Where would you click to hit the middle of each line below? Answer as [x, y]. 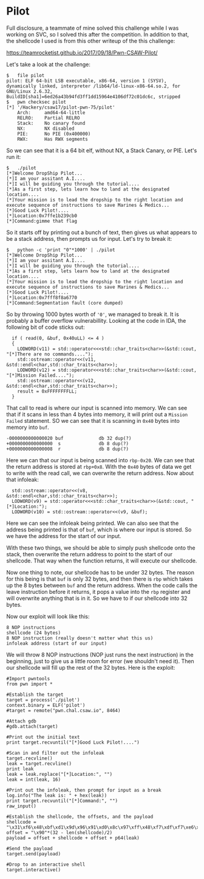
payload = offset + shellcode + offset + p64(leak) [73, 838]
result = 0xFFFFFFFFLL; [47, 391]
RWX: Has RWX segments [53, 139]
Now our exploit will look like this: [48, 616]
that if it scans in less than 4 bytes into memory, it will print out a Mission [97, 414]
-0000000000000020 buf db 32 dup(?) [69, 438]
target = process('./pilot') [43, 700]
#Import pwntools [28, 679]
